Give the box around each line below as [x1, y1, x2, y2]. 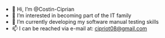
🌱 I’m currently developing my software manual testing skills [11, 18, 159, 25]
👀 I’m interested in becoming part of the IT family [11, 12, 132, 19]
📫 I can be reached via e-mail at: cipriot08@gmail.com [11, 25, 147, 32]
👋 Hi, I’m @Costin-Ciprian [11, 6, 75, 12]
